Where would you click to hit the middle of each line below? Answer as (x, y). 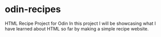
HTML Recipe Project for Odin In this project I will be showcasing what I (80, 23)
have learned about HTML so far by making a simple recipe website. (77, 28)
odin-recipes (33, 9)
